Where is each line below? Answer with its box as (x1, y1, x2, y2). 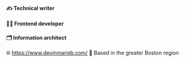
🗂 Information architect (6, 34, 67, 41)
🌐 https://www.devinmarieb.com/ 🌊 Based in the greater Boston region (6, 50, 179, 57)
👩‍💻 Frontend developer (6, 20, 64, 27)
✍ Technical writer (6, 4, 55, 11)
